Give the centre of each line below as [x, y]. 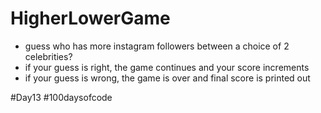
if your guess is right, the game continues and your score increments [167, 67]
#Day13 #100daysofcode [61, 97]
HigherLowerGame [90, 18]
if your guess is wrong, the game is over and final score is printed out [167, 78]
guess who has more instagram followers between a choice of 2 [157, 46]
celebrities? [48, 56]
